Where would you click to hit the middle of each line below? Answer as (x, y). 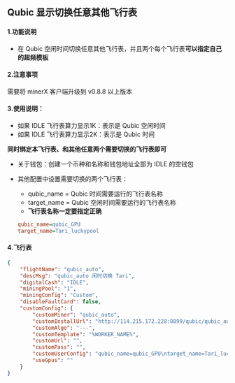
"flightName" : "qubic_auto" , (62, 269)
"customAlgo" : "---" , (64, 328)
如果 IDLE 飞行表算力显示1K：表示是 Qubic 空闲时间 (91, 125)
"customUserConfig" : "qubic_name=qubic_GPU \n (100, 354)
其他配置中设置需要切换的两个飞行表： (72, 179)
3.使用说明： (26, 109)
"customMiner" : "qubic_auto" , (76, 315)
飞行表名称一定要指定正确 (65, 211)
